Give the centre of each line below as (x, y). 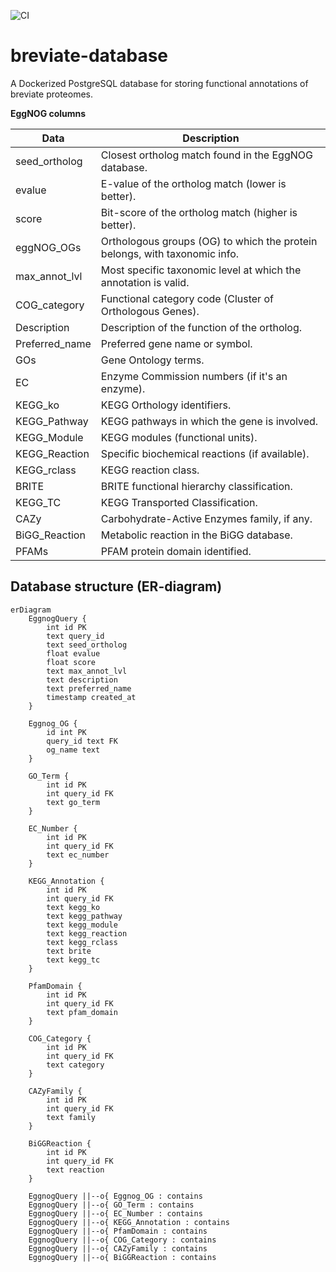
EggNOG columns (48, 113)
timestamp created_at (91, 697)
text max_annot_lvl (87, 671)
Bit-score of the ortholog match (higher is (199, 212)
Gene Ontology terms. (152, 360)
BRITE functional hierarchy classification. (196, 486)
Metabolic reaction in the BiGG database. (196, 535)
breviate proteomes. (52, 94)
